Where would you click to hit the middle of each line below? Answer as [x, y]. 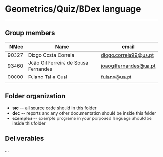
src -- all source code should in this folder [54, 108]
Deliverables [24, 138]
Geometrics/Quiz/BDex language [73, 9]
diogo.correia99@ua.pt [128, 55]
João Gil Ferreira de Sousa [58, 63]
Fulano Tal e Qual [48, 77]
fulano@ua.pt [116, 77]
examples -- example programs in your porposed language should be [82, 118]
